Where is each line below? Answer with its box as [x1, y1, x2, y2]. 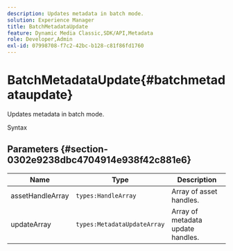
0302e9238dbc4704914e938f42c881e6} [7, 154, 192, 166]
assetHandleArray [10, 191, 69, 200]
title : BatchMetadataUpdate [7, 23, 89, 30]
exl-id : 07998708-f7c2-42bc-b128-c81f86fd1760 [7, 42, 144, 49]
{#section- [60, 144, 109, 155]
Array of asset [171, 187, 218, 196]
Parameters [7, 144, 59, 155]
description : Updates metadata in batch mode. [7, 10, 144, 17]
